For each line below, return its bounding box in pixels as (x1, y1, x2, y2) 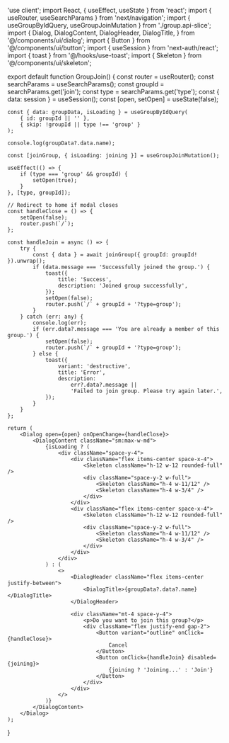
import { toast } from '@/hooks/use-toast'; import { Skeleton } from (7, 51, 202, 59)
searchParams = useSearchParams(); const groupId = (7, 80, 165, 88)
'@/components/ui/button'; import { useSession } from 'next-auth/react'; (7, 44, 219, 52)
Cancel (108, 642, 129, 649)
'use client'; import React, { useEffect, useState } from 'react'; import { (7, 6, 212, 14)
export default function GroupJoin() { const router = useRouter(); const (7, 72, 214, 81)
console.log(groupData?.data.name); (7, 140, 115, 147)
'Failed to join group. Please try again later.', (70, 387, 223, 395)
